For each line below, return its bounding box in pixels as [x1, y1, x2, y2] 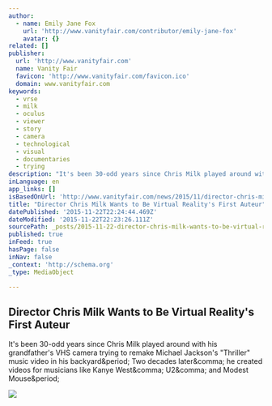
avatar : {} [23, 34, 60, 43]
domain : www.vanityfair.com [15, 79, 111, 88]
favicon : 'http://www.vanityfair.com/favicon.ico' [15, 72, 190, 80]
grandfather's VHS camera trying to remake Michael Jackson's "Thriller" [8, 348, 251, 357]
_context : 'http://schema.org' [8, 260, 114, 268]
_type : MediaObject [8, 268, 74, 276]
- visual [15, 147, 45, 156]
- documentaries [15, 155, 70, 163]
